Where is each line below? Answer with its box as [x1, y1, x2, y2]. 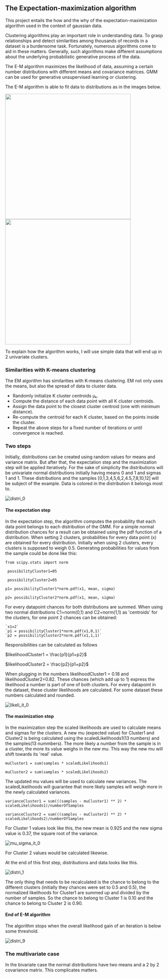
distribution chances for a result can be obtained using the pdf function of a [5, 529, 162, 535]
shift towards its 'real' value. [5, 751, 64, 757]
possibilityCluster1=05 [7, 568, 57, 573]
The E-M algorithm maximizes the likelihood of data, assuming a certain [5, 63, 153, 69]
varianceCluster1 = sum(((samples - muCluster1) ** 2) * [5, 799, 127, 804]
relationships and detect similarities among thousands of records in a [5, 38, 148, 44]
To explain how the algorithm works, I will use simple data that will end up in [5, 348, 162, 354]
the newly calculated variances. [5, 789, 71, 795]
